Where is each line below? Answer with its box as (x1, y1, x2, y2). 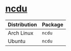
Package (42, 21, 63, 28)
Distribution (8, 21, 37, 28)
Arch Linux (8, 29, 34, 36)
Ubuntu (8, 37, 26, 44)
